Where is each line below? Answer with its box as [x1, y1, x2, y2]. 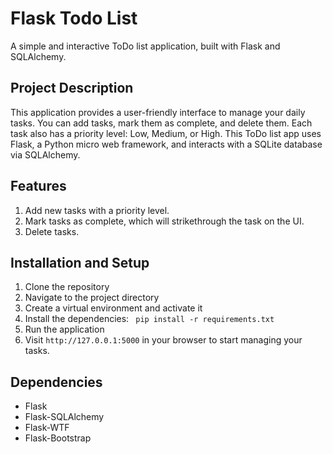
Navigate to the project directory [24, 292, 160, 304]
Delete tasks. [24, 225, 80, 237]
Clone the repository [24, 281, 110, 293]
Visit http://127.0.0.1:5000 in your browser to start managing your [24, 334, 303, 346]
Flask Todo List [10, 7, 138, 30]
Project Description [10, 80, 134, 97]
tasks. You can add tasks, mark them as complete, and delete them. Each [10, 117, 313, 129]
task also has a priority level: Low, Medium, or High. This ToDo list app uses [10, 127, 322, 139]
